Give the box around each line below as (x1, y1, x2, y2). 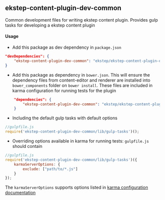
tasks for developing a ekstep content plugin (5, 22, 95, 28)
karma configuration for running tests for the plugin (12, 87, 116, 93)
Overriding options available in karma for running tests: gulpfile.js (12, 138, 149, 144)
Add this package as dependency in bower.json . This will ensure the (12, 72, 150, 78)
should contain (12, 143, 43, 149)
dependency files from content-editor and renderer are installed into (12, 77, 151, 83)
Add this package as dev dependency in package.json (12, 44, 122, 51)
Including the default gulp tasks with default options (12, 115, 118, 121)
